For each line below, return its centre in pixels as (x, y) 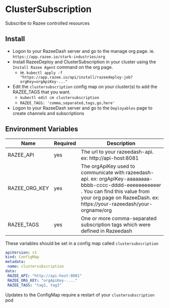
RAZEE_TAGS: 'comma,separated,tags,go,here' (67, 103)
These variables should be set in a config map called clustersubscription (82, 243)
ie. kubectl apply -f (41, 72)
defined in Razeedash (106, 231)
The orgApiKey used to (108, 166)
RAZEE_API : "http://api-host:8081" (45, 276)
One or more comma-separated (119, 218)
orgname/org (96, 210)
